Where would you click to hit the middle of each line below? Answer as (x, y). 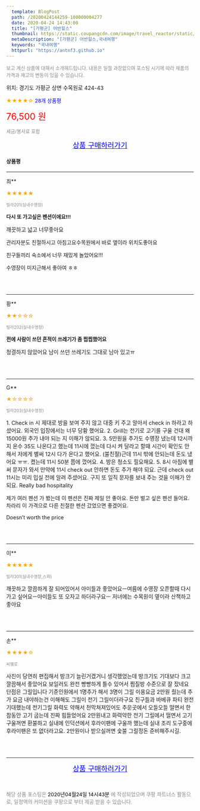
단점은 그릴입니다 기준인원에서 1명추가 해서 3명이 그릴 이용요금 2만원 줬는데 (96, 692)
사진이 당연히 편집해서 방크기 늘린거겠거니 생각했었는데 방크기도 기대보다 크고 (99, 676)
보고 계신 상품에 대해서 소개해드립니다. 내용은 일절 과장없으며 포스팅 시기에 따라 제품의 (98, 68)
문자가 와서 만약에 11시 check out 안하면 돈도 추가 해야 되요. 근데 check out (103, 470)
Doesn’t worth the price (35, 517)
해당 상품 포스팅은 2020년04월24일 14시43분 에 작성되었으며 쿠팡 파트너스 (91, 794)
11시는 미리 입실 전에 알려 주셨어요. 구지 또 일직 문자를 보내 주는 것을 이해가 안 (99, 478)
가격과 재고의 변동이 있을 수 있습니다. (46, 75)
